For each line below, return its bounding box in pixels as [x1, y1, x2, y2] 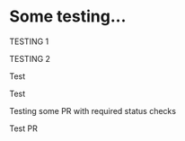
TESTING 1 [9, 36, 49, 47]
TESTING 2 [9, 53, 51, 64]
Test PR [9, 123, 38, 134]
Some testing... [9, 6, 127, 27]
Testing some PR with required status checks [9, 105, 177, 116]
